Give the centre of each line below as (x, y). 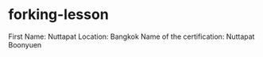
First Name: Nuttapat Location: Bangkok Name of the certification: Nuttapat (131, 36)
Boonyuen (25, 44)
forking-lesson (58, 15)
